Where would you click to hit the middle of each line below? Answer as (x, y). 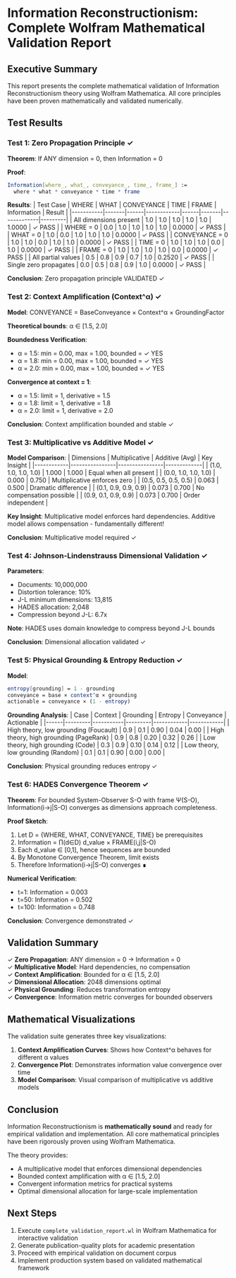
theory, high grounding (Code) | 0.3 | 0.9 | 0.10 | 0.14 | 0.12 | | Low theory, (113, 745)
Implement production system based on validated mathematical (110, 1260)
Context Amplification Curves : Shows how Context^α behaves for (114, 1050)
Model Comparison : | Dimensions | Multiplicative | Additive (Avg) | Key (110, 458)
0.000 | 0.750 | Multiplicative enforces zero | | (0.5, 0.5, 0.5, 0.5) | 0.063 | (113, 480)
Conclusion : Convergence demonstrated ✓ (70, 921)
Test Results (35, 123)
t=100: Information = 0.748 (56, 907)
